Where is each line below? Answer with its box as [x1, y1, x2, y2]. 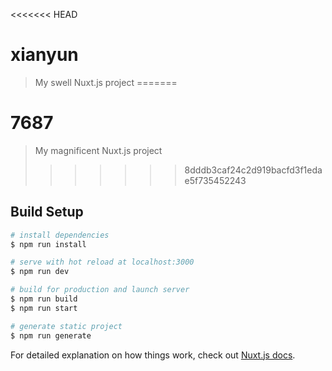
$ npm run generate [10, 330, 92, 341]
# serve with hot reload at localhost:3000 [10, 257, 195, 268]
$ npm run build [10, 294, 78, 304]
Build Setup [10, 204, 84, 221]
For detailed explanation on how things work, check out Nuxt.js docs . [10, 349, 296, 361]
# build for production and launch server [10, 285, 190, 295]
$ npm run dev [10, 267, 70, 277]
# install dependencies [10, 230, 110, 240]
